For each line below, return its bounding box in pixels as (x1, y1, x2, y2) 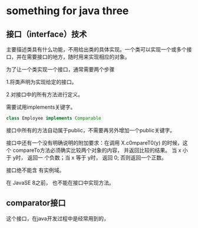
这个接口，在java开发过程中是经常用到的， (6, 214, 109, 222)
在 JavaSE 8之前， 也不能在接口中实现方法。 (6, 179, 115, 186)
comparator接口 (6, 198, 66, 208)
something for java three (6, 4, 129, 18)
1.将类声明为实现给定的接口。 (6, 79, 77, 85)
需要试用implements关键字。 (6, 103, 76, 110)
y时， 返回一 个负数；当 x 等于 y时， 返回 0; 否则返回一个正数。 (12, 154, 167, 161)
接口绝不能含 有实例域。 (6, 167, 65, 174)
